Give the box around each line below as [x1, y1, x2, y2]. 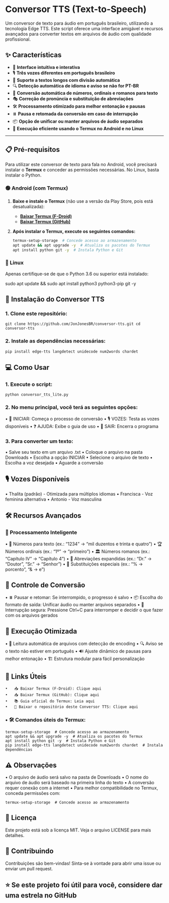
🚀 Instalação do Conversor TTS [5, 295, 105, 304]
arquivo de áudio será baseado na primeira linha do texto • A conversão [5, 780, 154, 786]
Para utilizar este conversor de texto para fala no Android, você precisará [5, 161, 157, 167]
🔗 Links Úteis [5, 672, 47, 681]
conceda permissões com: [5, 790, 60, 796]
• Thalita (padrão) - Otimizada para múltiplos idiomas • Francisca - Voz [5, 490, 153, 497]
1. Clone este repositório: [5, 310, 68, 317]
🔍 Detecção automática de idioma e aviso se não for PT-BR [12, 83, 139, 89]
